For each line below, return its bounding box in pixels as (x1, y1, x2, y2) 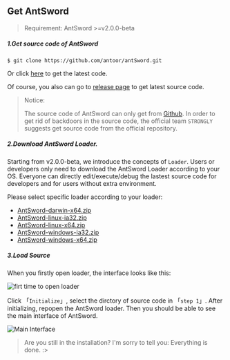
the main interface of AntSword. (7, 311, 98, 320)
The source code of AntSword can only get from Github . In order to (23, 109, 215, 117)
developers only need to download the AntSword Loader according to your (7, 164, 220, 173)
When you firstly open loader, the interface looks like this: (7, 269, 171, 277)
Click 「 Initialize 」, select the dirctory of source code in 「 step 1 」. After (7, 296, 223, 305)
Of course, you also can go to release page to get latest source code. (7, 82, 205, 91)
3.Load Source (7, 252, 50, 260)
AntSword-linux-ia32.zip (17, 214, 88, 222)
